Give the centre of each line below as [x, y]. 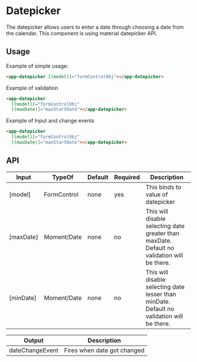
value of [157, 194]
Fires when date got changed [104, 350]
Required [127, 177]
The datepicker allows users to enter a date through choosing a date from [95, 27]
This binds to [164, 187]
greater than [163, 233]
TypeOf [63, 177]
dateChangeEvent [34, 350]
